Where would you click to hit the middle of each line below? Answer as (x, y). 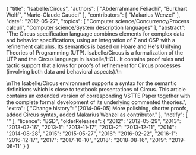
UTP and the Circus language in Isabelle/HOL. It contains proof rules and (95, 59)
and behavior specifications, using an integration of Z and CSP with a (91, 40)
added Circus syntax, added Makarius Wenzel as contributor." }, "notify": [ (97, 115)
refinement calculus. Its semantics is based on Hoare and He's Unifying (94, 46)
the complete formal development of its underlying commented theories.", (97, 102)
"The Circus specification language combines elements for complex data (95, 34)
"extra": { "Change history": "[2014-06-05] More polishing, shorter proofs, (97, 108)
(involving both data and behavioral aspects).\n (64, 72)
